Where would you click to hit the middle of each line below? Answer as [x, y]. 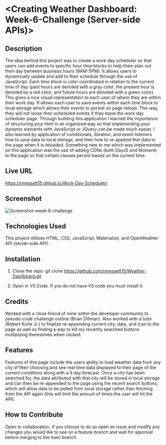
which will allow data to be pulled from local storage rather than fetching [79, 388]
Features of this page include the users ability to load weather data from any [83, 362]
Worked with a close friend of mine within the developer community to [77, 313]
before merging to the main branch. [41, 437]
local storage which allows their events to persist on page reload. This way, [82, 108]
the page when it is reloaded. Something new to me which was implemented [83, 145]
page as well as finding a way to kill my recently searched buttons [72, 329]
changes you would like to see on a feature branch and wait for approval [79, 432]
